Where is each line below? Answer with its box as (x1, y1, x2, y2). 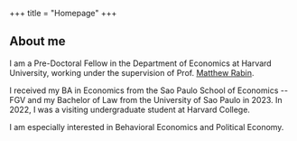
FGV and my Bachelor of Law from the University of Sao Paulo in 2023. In (9, 94, 283, 105)
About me (9, 33, 66, 49)
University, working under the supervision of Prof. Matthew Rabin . (9, 67, 255, 78)
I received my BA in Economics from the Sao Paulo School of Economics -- (9, 85, 289, 96)
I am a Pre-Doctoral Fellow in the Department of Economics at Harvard (9, 58, 273, 69)
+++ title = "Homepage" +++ (9, 8, 117, 18)
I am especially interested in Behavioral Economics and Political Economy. (9, 121, 284, 132)
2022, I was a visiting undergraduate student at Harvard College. (9, 104, 251, 115)
